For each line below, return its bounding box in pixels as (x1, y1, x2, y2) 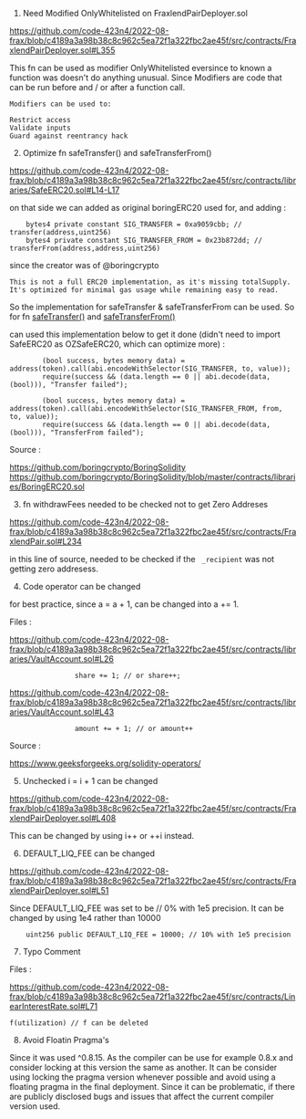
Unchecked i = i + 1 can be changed (22, 776, 158, 786)
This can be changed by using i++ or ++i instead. (9, 831, 195, 841)
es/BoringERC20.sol (9, 481, 85, 492)
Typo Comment (22, 946, 81, 957)
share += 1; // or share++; (74, 671, 181, 680)
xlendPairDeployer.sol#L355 (9, 45, 116, 56)
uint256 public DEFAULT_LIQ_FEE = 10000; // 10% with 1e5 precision (25, 930, 291, 939)
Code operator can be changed (22, 581, 141, 591)
